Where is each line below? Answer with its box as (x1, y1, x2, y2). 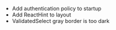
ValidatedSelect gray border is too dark (11, 18, 110, 24)
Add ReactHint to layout (11, 11, 71, 18)
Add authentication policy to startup (11, 5, 101, 12)
